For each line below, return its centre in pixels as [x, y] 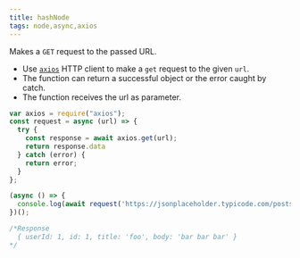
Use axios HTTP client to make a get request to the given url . [136, 69]
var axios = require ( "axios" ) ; [67, 113]
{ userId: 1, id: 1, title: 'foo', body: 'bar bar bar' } [128, 237]
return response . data [65, 146]
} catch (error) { [52, 154]
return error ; [51, 163]
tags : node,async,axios [54, 26]
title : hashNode [39, 17]
